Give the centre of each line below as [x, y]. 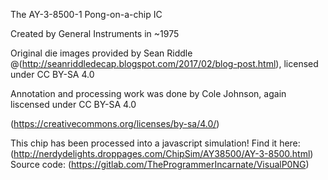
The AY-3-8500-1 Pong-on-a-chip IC [86, 14]
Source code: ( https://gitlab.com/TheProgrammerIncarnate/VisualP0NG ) [160, 164]
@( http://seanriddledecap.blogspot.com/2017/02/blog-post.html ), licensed [164, 63]
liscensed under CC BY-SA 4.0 [73, 104]
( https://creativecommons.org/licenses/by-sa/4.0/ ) [115, 123]
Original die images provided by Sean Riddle [101, 53]
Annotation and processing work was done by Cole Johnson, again [148, 93]
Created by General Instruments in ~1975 [95, 33]
